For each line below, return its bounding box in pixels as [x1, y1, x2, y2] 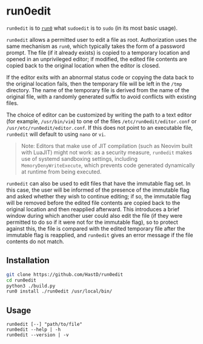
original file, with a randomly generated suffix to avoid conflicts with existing [6, 93, 197, 100]
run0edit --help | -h [6, 326, 61, 333]
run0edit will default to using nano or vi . [6, 130, 106, 138]
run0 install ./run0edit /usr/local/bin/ [6, 288, 113, 295]
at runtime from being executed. [21, 168, 102, 175]
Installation [6, 255, 50, 266]
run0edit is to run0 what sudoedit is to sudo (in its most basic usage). [6, 24, 178, 32]
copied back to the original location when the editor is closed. [6, 62, 161, 69]
